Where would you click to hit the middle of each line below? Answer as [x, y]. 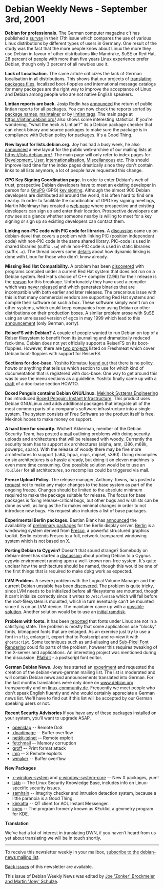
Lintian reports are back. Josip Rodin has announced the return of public [79, 104]
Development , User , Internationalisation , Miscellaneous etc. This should [77, 160]
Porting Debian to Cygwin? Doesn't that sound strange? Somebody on [76, 550]
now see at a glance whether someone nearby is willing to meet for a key [79, 216]
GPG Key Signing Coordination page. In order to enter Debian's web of [77, 180]
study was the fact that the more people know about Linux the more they [78, 48]
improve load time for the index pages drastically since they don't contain [79, 165]
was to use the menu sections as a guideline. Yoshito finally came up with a [81, 378]
